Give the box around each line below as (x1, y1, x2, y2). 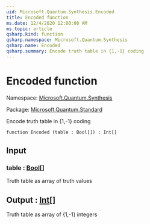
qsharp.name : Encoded (6, 43, 61, 49)
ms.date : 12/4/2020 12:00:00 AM (6, 20, 87, 26)
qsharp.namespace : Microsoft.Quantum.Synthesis (6, 37, 128, 43)
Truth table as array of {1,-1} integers (6, 211, 98, 218)
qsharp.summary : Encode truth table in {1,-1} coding (6, 48, 145, 54)
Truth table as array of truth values (6, 178, 92, 185)
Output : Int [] (6, 194, 56, 205)
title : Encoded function (6, 14, 69, 21)
